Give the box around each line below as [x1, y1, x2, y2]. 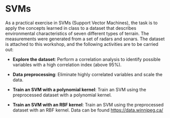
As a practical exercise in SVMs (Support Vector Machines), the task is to [5, 20, 158, 26]
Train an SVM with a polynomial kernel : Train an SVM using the [12, 86, 147, 92]
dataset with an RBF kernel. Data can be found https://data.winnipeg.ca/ [12, 107, 163, 113]
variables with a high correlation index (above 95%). [12, 62, 122, 68]
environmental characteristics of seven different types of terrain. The [5, 30, 149, 36]
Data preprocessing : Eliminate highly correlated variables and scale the [12, 71, 163, 77]
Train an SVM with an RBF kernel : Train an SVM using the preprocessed [12, 101, 164, 107]
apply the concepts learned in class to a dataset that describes [5, 25, 137, 31]
